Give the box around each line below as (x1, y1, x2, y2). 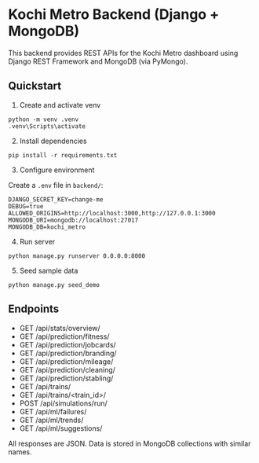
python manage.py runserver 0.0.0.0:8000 (8, 252, 146, 260)
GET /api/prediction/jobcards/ (19, 340, 116, 349)
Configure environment (19, 165, 95, 175)
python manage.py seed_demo (8, 281, 100, 288)
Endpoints (8, 303, 60, 316)
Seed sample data (19, 266, 78, 275)
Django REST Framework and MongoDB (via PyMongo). (8, 57, 188, 66)
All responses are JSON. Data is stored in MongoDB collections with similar (8, 439, 251, 448)
